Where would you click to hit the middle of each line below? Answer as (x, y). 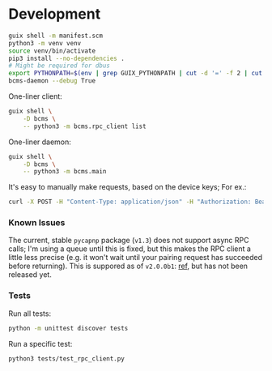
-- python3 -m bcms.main (65, 172)
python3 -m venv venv (45, 43)
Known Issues (37, 223)
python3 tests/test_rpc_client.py (67, 358)
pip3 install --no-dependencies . (67, 58)
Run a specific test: (40, 343)
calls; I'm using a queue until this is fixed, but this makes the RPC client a (130, 249)
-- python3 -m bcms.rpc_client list (85, 126)
